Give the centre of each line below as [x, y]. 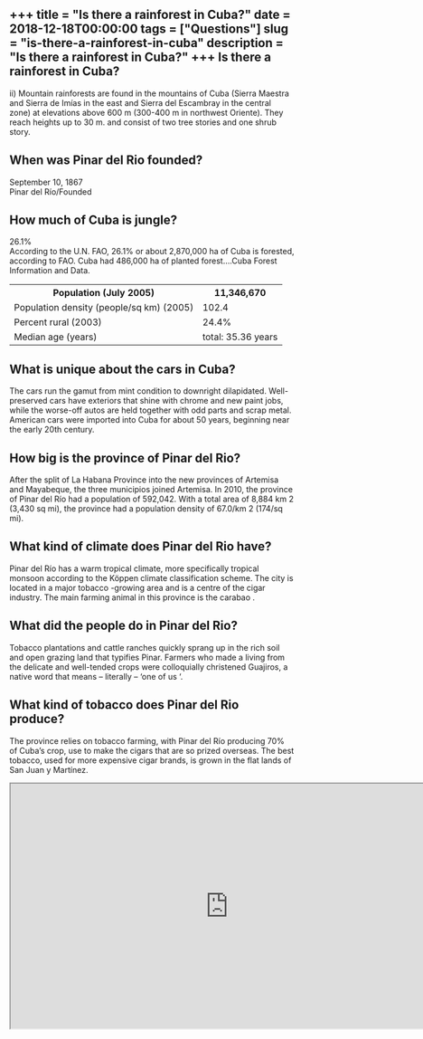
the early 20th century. [52, 430]
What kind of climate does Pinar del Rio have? [141, 547]
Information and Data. [50, 271]
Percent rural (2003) [58, 322]
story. [20, 131]
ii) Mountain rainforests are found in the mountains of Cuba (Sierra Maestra [149, 93]
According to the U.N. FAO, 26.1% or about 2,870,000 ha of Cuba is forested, [152, 252]
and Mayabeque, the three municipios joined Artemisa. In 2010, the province [151, 490]
